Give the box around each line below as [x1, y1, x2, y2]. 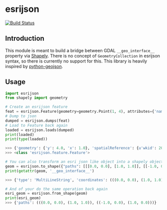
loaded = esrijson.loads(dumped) [5, 128, 75, 133]
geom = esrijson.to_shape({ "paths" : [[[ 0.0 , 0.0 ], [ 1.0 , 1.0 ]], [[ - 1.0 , [5, 164, 159, 169]
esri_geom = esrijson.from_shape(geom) [5, 191, 88, 196]
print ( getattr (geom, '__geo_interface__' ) [5, 168, 94, 173]
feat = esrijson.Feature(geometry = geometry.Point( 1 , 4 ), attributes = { [5, 109, 155, 114]
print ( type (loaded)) [5, 137, 48, 142]
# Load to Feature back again [5, 123, 68, 128]
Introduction [5, 34, 45, 43]
